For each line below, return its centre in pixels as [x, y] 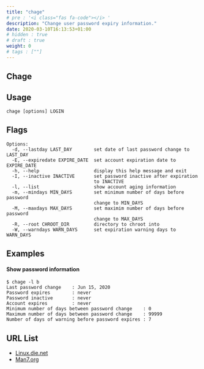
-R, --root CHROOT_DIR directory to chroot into [86, 224]
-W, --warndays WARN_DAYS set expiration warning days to [94, 230]
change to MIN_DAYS [118, 203]
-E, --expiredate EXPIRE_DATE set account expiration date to [94, 160]
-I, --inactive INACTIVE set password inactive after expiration [105, 176]
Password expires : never [49, 293]
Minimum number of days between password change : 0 [79, 309]
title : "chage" [26, 12]
